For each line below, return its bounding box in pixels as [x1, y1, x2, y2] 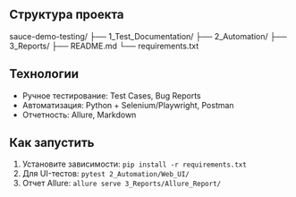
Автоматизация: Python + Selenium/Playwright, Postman [21, 99, 234, 110]
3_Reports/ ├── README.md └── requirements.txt [9, 40, 199, 51]
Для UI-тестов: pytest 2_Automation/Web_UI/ [21, 168, 190, 179]
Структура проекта [9, 7, 124, 22]
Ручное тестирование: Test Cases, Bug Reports [21, 90, 201, 101]
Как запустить [9, 135, 95, 150]
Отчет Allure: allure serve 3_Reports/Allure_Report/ [21, 178, 222, 189]
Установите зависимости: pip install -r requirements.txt [21, 158, 248, 169]
